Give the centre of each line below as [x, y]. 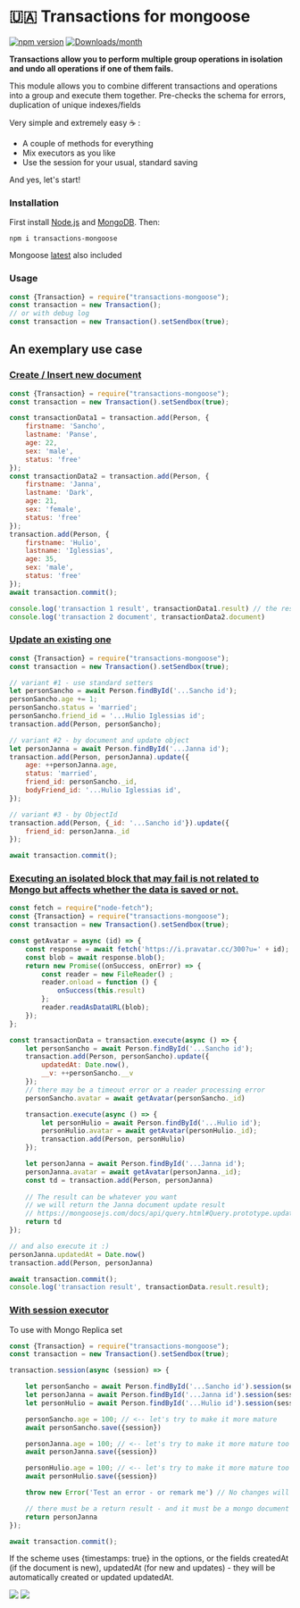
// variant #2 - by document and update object [100, 740]
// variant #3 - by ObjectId [63, 815]
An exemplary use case [76, 350]
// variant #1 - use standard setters [81, 683]
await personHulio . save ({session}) [92, 1477]
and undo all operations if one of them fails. [92, 68]
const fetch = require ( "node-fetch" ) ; [81, 909]
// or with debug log [50, 314]
